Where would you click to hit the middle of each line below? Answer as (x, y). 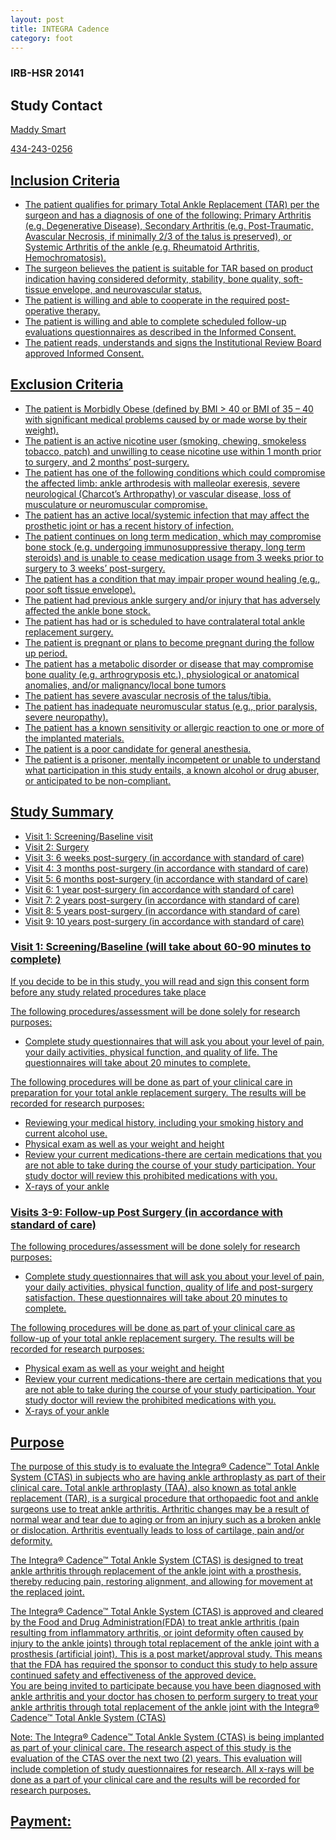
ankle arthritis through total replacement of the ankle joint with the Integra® (165, 1707)
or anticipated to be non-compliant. (98, 780)
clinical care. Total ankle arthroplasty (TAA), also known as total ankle (153, 1487)
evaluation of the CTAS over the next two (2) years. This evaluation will (156, 1758)
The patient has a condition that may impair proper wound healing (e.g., (172, 578)
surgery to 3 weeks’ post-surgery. (95, 568)
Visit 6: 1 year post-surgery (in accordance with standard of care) (159, 889)
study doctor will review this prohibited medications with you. (151, 1175)
